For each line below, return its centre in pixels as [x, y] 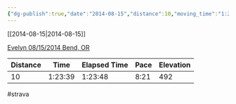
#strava [18, 94]
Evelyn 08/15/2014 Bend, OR [48, 47]
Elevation [175, 65]
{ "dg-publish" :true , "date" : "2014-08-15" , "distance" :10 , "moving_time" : [113, 14]
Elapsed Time [105, 65]
